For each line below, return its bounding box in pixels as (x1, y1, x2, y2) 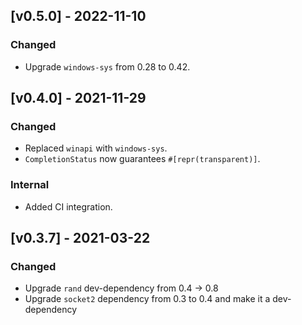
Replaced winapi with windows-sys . (24, 142, 168, 154)
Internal (10, 178, 50, 192)
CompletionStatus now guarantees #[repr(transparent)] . (24, 153, 261, 165)
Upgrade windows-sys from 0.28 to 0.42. (24, 60, 191, 73)
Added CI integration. (24, 200, 113, 213)
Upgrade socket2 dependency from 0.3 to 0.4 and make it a (24, 293, 271, 305)
